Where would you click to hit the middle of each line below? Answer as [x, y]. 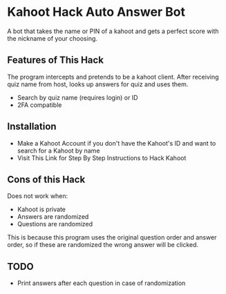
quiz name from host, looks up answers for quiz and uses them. [98, 84]
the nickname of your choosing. [53, 38]
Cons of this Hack [46, 179]
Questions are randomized [55, 224]
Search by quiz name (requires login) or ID [77, 97]
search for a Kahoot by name [58, 150]
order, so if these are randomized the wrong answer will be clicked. [103, 245]
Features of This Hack [55, 60]
